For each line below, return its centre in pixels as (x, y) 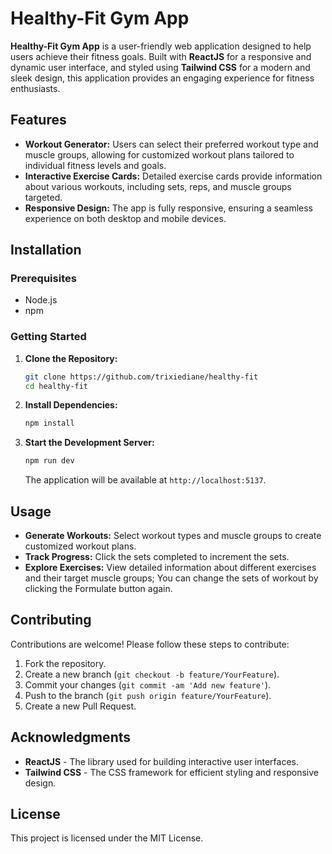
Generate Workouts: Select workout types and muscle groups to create (173, 536)
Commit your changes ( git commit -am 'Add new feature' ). (148, 684)
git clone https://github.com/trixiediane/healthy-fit (141, 377)
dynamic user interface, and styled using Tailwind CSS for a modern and (160, 67)
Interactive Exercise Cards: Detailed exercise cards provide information (173, 176)
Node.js (41, 300)
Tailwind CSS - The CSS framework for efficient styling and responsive (171, 772)
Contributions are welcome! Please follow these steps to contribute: (150, 644)
